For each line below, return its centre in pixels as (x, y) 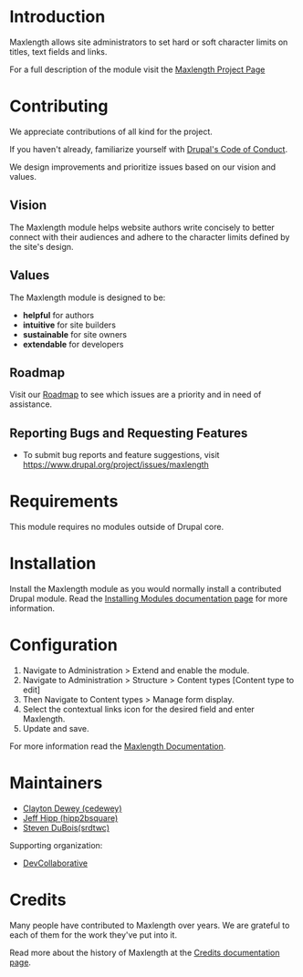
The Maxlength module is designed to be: (88, 297)
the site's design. (42, 246)
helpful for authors (58, 315)
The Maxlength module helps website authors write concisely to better (142, 227)
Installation (53, 564)
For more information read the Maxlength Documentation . (118, 746)
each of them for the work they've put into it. (94, 935)
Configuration (64, 645)
